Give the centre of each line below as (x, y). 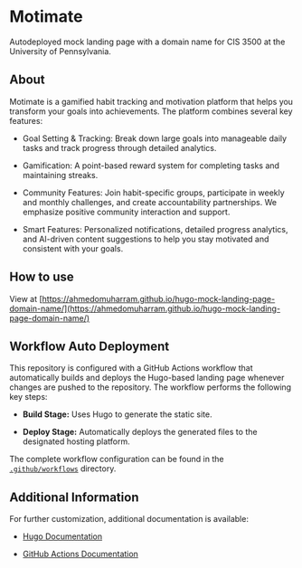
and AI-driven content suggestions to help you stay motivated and (146, 239)
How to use (42, 277)
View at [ (26, 298)
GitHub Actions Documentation (80, 554)
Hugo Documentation (62, 536)
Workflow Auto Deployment (90, 346)
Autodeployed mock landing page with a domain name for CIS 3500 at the (147, 42)
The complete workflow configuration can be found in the (117, 459)
